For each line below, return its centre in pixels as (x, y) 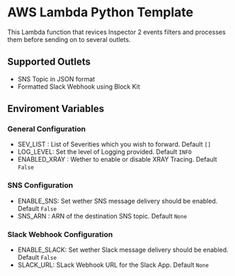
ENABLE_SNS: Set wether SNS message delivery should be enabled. (117, 201)
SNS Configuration (40, 185)
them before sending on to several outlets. (69, 39)
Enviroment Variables (56, 109)
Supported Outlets (49, 62)
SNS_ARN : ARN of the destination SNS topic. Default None (102, 216)
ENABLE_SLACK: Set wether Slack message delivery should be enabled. (123, 250)
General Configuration (47, 129)
